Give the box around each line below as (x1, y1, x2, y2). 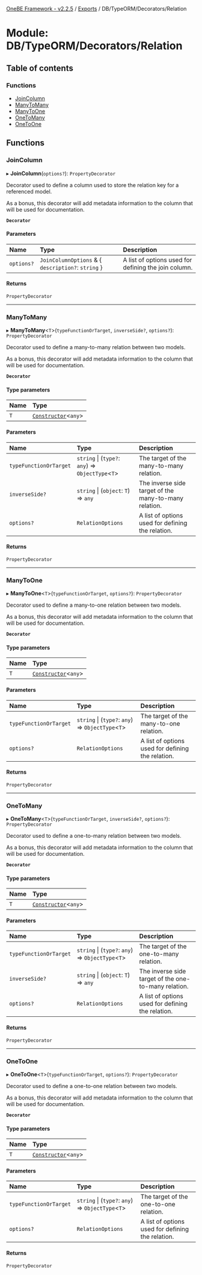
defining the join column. (123, 263, 193, 271)
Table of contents (6, 63, 73, 73)
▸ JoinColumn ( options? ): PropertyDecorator (6, 169, 116, 177)
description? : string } (40, 263, 103, 271)
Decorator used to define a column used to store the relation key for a (6, 181, 179, 189)
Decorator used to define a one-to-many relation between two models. (6, 832, 182, 840)
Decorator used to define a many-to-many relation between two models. (6, 344, 186, 351)
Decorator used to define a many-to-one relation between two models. (6, 601, 182, 609)
